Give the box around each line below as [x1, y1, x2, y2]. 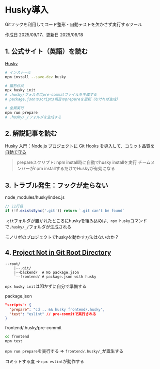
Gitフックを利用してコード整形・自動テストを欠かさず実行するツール [5, 21, 142, 27]
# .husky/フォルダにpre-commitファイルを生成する [5, 92, 97, 97]
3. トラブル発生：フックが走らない [5, 181, 108, 190]
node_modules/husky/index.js [5, 194, 65, 200]
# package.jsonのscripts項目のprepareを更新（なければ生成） [5, 97, 120, 102]
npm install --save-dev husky [5, 74, 66, 79]
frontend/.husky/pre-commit [5, 325, 62, 331]
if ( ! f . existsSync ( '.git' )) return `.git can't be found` [5, 209, 125, 213]
